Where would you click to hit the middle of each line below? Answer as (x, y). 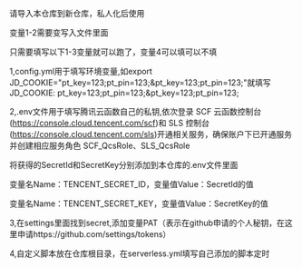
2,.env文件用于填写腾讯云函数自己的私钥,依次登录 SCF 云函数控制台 (136, 111)
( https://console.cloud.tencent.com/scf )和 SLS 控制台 (110, 123)
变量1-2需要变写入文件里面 (59, 33)
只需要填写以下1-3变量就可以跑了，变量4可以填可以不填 (113, 52)
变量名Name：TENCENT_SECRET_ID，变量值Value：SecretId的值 (132, 184)
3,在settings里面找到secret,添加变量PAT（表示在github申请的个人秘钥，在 (147, 223)
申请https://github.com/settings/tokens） (94, 234)
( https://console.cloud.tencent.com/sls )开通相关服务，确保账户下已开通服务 (151, 134)
